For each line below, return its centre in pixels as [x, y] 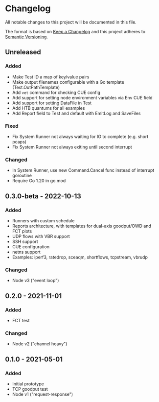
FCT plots [22, 231]
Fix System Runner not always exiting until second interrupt [72, 147]
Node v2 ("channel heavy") [40, 344]
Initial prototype [28, 384]
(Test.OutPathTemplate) [36, 87]
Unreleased [23, 52]
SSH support [25, 241]
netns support [26, 252]
